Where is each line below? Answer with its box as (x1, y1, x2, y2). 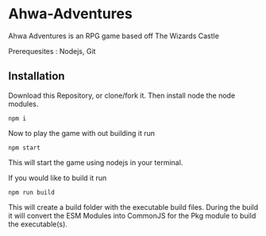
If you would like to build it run (8, 172, 107, 183)
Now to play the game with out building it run (8, 128, 156, 137)
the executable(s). (8, 219, 67, 229)
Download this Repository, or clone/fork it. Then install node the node (8, 91, 236, 100)
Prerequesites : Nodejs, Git (8, 46, 96, 56)
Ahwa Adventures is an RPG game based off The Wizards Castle (8, 31, 220, 41)
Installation (8, 69, 65, 83)
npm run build (8, 188, 56, 196)
